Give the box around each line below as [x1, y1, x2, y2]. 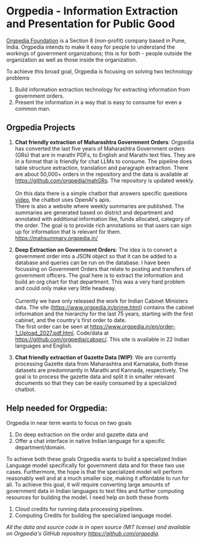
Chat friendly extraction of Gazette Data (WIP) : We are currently [14, 353, 177, 361]
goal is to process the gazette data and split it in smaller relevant [14, 373, 175, 380]
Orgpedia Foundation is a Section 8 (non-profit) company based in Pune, [6, 37, 187, 44]
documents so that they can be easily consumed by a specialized [14, 379, 177, 386]
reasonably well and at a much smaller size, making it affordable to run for [6, 474, 189, 482]
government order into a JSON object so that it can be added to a [14, 252, 177, 259]
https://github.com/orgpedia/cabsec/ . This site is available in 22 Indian [14, 335, 190, 343]
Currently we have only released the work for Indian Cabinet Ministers [14, 297, 188, 305]
